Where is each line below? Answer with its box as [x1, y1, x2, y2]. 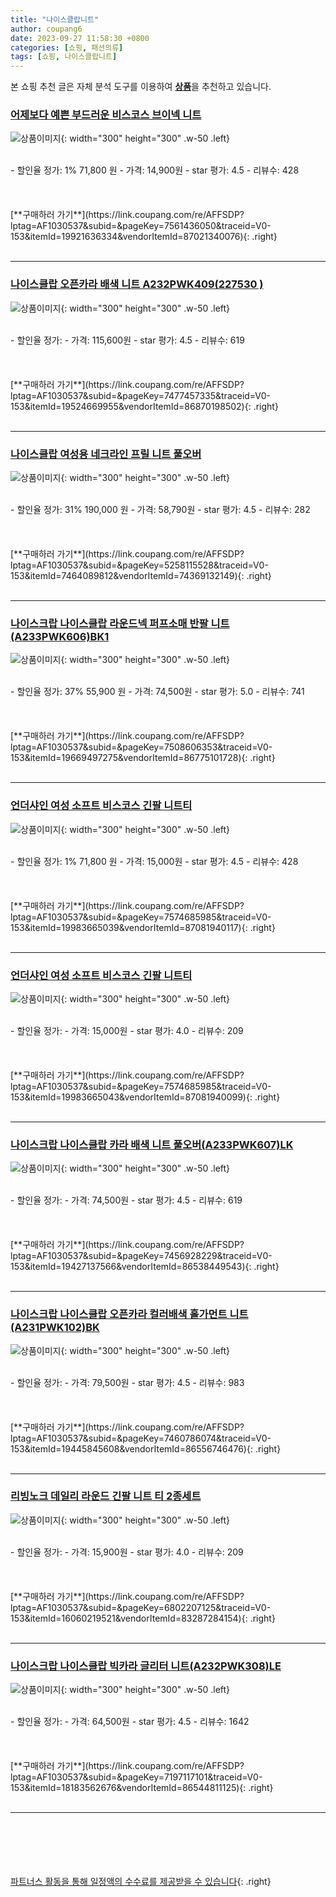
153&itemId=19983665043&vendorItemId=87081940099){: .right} [10, 1091, 281, 1103]
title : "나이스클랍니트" [10, 14, 100, 25]
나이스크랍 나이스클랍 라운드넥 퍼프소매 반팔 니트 [10, 616, 230, 630]
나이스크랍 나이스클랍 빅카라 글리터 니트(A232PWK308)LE [10, 1659, 282, 1673]
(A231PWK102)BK [10, 1321, 100, 1335]
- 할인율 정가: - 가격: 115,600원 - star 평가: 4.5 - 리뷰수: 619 [10, 334, 245, 346]
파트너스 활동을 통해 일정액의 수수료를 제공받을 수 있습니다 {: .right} [10, 1876, 272, 1888]
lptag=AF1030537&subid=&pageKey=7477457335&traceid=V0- [10, 389, 271, 401]
